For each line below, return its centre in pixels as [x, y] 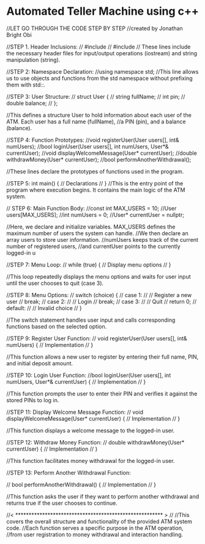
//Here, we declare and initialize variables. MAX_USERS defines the [91, 227]
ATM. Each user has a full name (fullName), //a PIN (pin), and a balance [96, 122]
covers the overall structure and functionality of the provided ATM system [99, 521]
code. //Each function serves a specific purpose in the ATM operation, [95, 528]
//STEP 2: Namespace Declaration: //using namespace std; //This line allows [102, 71]
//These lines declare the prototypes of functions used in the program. [95, 171]
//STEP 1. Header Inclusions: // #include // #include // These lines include [99, 47]
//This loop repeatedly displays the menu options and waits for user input [99, 276]
